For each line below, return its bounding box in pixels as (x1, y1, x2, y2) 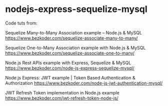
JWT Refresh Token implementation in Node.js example (5, 89, 120, 95)
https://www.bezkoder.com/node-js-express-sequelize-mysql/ (5, 65, 135, 71)
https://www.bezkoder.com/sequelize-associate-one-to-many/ (5, 50, 135, 56)
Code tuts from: (5, 20, 37, 26)
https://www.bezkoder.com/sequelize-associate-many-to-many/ (5, 35, 138, 41)
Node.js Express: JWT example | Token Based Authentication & (5, 74, 135, 80)
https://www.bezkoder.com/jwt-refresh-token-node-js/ (5, 95, 118, 101)
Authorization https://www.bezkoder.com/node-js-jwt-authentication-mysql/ (5, 80, 163, 86)
